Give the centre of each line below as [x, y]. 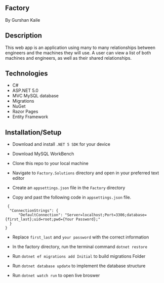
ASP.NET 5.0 [25, 90]
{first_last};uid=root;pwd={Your [40, 219]
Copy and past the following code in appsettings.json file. [72, 198]
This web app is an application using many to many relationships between [80, 47]
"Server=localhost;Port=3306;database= [106, 215]
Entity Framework [30, 117]
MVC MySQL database [35, 96]
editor [18, 178]
